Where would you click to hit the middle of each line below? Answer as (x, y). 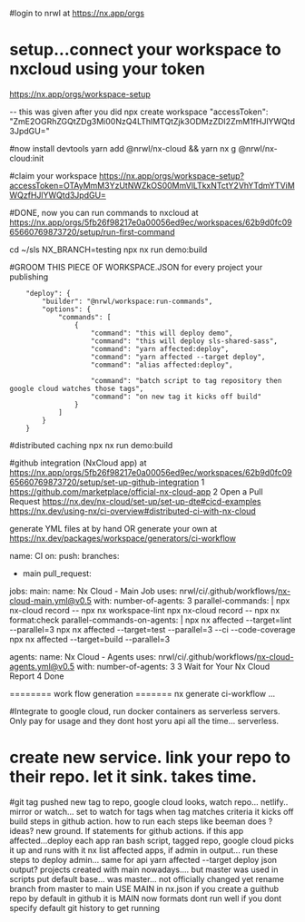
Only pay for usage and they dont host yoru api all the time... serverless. (144, 721)
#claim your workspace (54, 175)
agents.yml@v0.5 (42, 666)
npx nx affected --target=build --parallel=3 (90, 639)
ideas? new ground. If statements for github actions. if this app (127, 830)
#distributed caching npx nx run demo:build (91, 445)
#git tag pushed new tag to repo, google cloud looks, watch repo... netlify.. (149, 801)
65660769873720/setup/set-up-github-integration (104, 482)
